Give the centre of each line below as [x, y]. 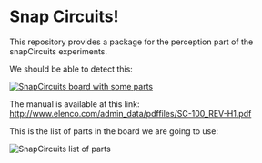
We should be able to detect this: [71, 69]
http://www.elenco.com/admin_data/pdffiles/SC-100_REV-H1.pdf [131, 113]
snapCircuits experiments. [58, 51]
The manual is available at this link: [75, 104]
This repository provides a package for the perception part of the [131, 42]
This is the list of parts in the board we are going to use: [114, 131]
